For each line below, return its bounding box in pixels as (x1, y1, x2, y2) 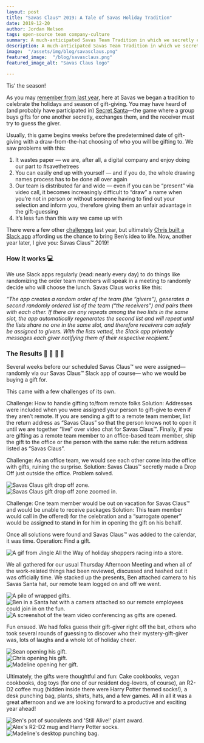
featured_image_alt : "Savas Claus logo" (6, 60, 110, 66)
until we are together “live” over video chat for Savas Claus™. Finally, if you (6, 425, 193, 433)
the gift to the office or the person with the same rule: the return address (6, 439, 188, 446)
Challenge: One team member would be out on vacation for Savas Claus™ (6, 500, 190, 507)
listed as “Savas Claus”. (6, 445, 66, 452)
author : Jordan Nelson (6, 26, 64, 32)
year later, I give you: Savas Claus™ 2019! (6, 239, 109, 246)
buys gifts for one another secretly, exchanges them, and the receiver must (6, 113, 195, 120)
